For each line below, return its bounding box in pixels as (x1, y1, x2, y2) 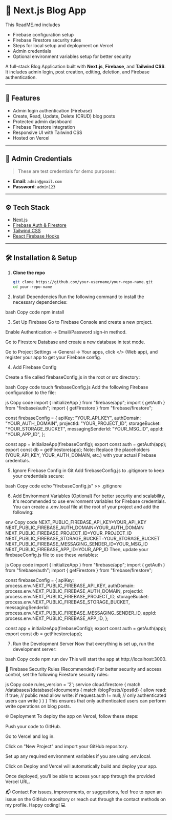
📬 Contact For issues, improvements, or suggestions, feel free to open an (5, 789, 162, 795)
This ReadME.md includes (5, 22, 60, 28)
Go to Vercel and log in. (5, 733, 55, 739)
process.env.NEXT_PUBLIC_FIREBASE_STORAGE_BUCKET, (5, 599, 130, 605)
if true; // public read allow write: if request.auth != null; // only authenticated (5, 692, 166, 698)
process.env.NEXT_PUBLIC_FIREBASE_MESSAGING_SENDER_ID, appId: (5, 610, 157, 616)
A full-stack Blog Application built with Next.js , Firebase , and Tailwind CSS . (5, 63, 166, 69)
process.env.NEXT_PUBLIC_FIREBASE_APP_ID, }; (5, 615, 109, 621)
